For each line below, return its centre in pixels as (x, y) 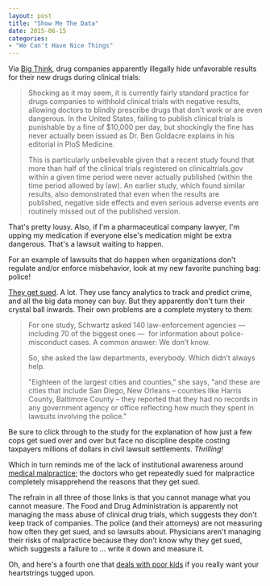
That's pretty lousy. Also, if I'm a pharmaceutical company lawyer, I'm (124, 227)
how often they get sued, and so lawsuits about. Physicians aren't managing (135, 532)
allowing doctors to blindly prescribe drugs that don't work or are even (145, 110)
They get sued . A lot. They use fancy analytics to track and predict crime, (130, 293)
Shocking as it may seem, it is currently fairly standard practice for (139, 93)
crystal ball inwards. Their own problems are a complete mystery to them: (131, 310)
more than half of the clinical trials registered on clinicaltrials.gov (135, 168)
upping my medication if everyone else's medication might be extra (120, 235)
